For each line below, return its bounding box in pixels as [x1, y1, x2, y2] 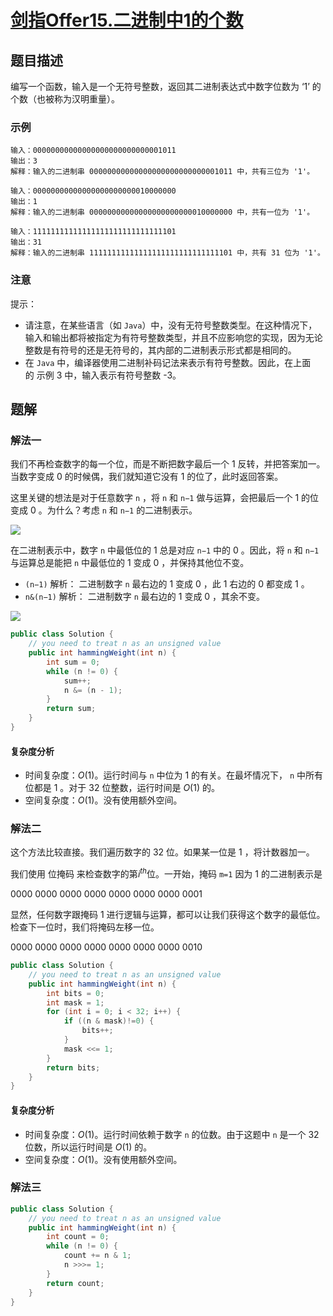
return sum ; [46, 704, 97, 714]
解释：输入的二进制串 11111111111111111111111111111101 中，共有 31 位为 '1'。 [10, 248, 325, 258]
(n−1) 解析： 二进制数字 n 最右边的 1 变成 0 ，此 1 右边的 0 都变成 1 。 [24, 578, 310, 590]
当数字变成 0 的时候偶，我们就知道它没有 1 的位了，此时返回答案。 [10, 471, 284, 483]
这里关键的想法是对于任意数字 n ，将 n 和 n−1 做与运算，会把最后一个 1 [10, 492, 300, 504]
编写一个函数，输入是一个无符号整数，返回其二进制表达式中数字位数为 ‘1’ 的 [10, 81, 322, 92]
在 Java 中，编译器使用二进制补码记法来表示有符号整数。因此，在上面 [24, 356, 312, 368]
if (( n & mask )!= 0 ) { [63, 1016, 155, 1026]
